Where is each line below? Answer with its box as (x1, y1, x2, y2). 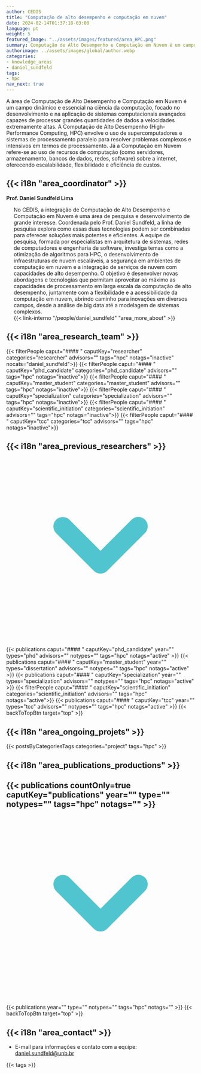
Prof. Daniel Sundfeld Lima (6, 194, 74, 201)
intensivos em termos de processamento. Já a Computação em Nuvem (6, 142, 181, 149)
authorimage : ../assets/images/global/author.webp (6, 48, 135, 54)
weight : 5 (6, 31, 31, 37)
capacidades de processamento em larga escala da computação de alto (14, 282, 191, 289)
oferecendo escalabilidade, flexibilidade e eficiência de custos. (6, 161, 162, 168)
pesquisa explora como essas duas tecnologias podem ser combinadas (14, 225, 190, 232)
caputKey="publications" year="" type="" (6, 790, 170, 800)
